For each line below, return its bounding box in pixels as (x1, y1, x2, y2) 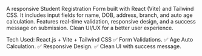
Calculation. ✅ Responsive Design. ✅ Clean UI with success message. (6, 43, 182, 50)
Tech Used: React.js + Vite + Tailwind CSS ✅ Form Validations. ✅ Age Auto (6, 36, 194, 43)
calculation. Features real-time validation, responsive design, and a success (6, 18, 196, 25)
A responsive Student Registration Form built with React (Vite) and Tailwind (6, 5, 194, 12)
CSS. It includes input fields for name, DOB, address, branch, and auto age (6, 11, 193, 19)
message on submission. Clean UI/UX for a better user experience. (6, 24, 174, 31)
